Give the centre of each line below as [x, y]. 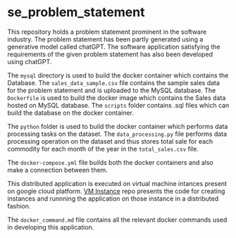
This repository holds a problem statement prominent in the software [107, 32]
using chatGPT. [30, 61]
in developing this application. [51, 227]
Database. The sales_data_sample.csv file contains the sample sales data [114, 82]
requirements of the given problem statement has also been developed [110, 54]
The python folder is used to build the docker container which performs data [118, 126]
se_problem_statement [76, 12]
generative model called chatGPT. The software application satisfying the [114, 46]
